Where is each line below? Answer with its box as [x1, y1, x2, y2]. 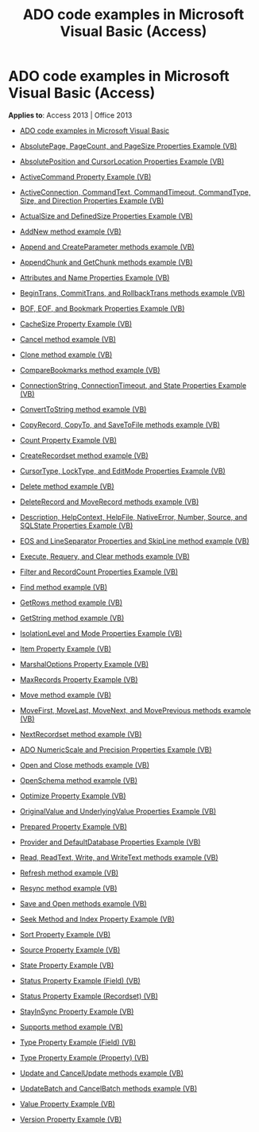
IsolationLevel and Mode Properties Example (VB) [19, 628, 183, 638]
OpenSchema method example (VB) [19, 775, 137, 785]
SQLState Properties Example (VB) [19, 521, 133, 530]
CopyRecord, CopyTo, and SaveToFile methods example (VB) [19, 420, 220, 429]
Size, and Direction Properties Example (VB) [19, 196, 164, 205]
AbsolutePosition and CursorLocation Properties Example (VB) [19, 157, 225, 166]
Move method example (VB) [19, 690, 112, 700]
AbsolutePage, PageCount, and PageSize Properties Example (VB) [19, 141, 238, 150]
